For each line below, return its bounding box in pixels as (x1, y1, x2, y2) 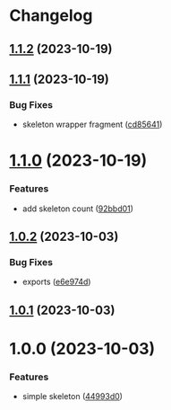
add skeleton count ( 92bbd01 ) (21, 203, 134, 214)
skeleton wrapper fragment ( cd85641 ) (21, 119, 163, 130)
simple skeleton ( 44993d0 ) (21, 391, 124, 402)
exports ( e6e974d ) (21, 276, 91, 288)
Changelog (9, 5, 93, 26)
